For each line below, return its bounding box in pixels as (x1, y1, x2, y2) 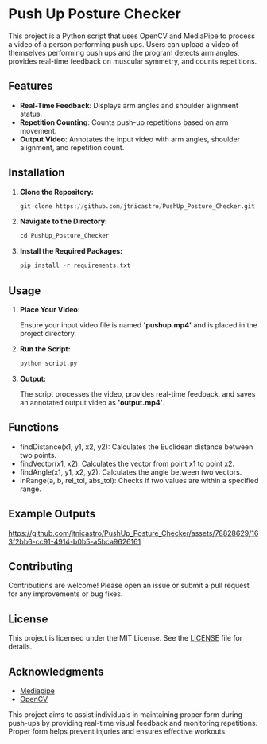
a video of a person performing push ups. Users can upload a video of (8, 39, 239, 48)
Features (8, 79, 53, 93)
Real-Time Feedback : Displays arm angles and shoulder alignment (19, 100, 238, 110)
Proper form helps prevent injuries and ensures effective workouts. (8, 727, 228, 736)
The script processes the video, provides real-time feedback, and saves (19, 389, 256, 398)
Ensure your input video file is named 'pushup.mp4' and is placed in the (19, 320, 258, 330)
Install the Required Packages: (19, 246, 123, 256)
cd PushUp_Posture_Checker (19, 232, 110, 240)
